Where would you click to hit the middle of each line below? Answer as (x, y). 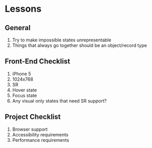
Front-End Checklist (37, 61)
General (18, 28)
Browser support (30, 129)
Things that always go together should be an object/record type (79, 45)
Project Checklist (33, 117)
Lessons (23, 9)
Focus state (25, 95)
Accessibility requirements (40, 134)
